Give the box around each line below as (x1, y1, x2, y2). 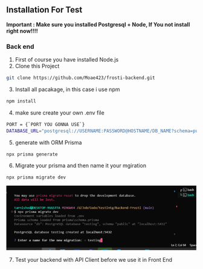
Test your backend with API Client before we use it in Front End (14, 256, 173, 263)
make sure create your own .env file (14, 109, 105, 116)
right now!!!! (6, 27, 38, 34)
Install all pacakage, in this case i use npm (14, 86, 120, 93)
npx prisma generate (6, 151, 59, 157)
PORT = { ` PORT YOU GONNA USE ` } (6, 121, 85, 127)
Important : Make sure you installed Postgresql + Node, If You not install (6, 21, 190, 28)
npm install (6, 98, 36, 104)
